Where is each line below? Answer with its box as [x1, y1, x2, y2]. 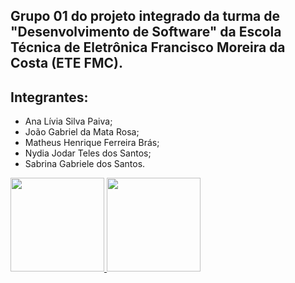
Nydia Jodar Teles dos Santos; [24, 147, 152, 159]
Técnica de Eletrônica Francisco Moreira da [10, 39, 286, 56]
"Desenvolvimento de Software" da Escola [10, 24, 282, 41]
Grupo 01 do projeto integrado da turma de [10, 8, 280, 25]
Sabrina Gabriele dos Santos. [24, 158, 146, 170]
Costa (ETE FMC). [10, 55, 123, 72]
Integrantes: [10, 89, 89, 106]
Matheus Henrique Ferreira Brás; [24, 137, 160, 149]
